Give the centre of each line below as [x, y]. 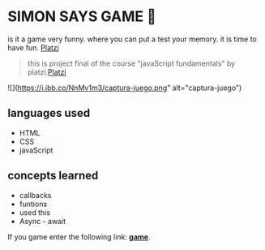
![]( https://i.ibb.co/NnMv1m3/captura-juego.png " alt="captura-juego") [125, 88]
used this [34, 212]
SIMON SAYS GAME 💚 [82, 17]
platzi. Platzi [47, 71]
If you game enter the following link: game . [79, 237]
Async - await [43, 221]
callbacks [35, 195]
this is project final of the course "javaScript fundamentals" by [131, 63]
